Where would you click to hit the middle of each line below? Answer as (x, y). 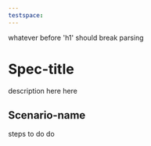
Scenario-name (47, 115)
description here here (43, 91)
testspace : (26, 15)
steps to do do (31, 134)
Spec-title (41, 69)
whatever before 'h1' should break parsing (76, 37)
